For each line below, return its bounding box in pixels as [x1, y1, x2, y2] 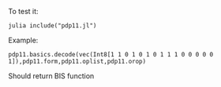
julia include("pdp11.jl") [8, 22, 97, 30]
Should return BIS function [8, 71, 95, 81]
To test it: [8, 7, 39, 16]
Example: [8, 35, 39, 45]
